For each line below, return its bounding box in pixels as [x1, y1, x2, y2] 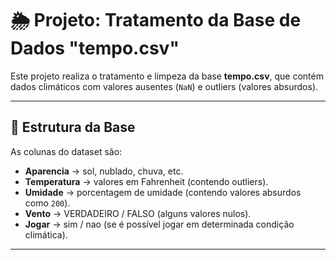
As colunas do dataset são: [10, 145, 123, 157]
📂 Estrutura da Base [10, 119, 136, 136]
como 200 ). [24, 197, 71, 209]
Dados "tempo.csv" [10, 37, 180, 60]
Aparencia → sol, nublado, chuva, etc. [24, 165, 184, 177]
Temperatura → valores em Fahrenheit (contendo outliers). [24, 175, 269, 187]
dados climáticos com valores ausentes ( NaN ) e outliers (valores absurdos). [10, 80, 319, 92]
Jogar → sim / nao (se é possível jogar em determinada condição [24, 218, 295, 230]
